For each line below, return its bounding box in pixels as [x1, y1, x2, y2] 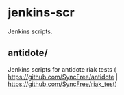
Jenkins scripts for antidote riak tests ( [8, 65, 116, 73]
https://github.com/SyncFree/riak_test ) [8, 80, 117, 88]
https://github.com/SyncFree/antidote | [8, 72, 119, 81]
